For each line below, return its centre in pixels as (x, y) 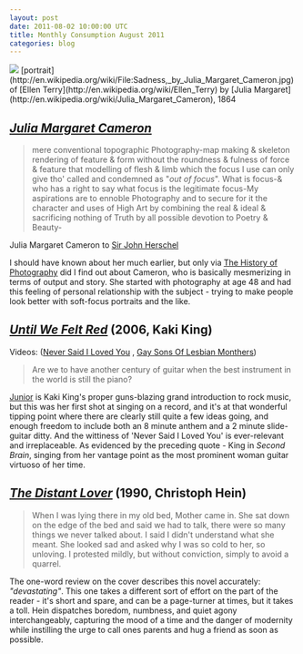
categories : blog (42, 43)
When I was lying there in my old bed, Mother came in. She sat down (161, 515)
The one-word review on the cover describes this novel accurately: (135, 581)
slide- (278, 425)
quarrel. (46, 563)
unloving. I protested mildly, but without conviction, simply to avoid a (160, 554)
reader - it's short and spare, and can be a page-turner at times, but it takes (151, 600)
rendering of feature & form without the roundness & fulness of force (161, 159)
